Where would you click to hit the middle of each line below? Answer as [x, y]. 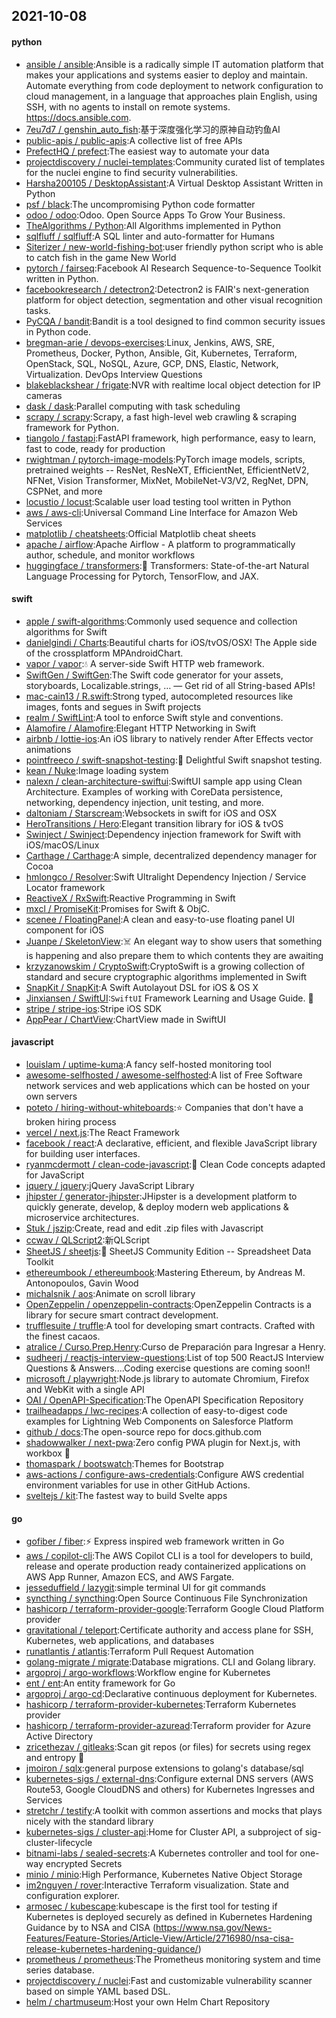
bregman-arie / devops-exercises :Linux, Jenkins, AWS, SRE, [150, 342]
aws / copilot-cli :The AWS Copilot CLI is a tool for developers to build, [169, 1556]
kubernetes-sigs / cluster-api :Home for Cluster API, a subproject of [164, 1832]
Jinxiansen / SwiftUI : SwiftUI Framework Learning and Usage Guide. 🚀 [169, 998]
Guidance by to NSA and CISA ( [91, 1928]
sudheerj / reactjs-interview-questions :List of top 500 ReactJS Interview [175, 1357]
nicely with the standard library [89, 1821]
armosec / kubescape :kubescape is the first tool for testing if [151, 1906]
